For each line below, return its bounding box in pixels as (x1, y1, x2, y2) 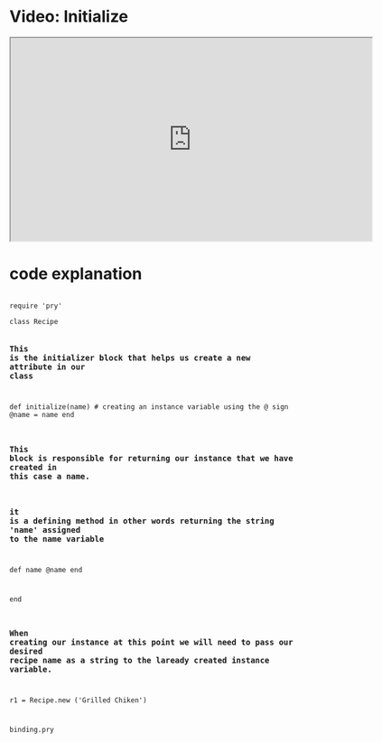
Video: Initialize (9, 6, 129, 27)
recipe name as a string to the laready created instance (9, 655, 270, 665)
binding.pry (9, 725, 54, 734)
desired (9, 645, 43, 656)
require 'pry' (9, 301, 63, 311)
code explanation (9, 264, 143, 284)
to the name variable (9, 534, 105, 543)
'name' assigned (9, 525, 81, 534)
